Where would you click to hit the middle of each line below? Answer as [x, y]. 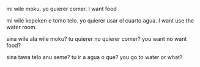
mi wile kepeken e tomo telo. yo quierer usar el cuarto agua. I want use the [100, 20]
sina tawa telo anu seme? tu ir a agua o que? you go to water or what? [94, 57]
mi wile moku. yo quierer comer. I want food [62, 9]
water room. [22, 27]
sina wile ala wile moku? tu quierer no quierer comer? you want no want [97, 39]
